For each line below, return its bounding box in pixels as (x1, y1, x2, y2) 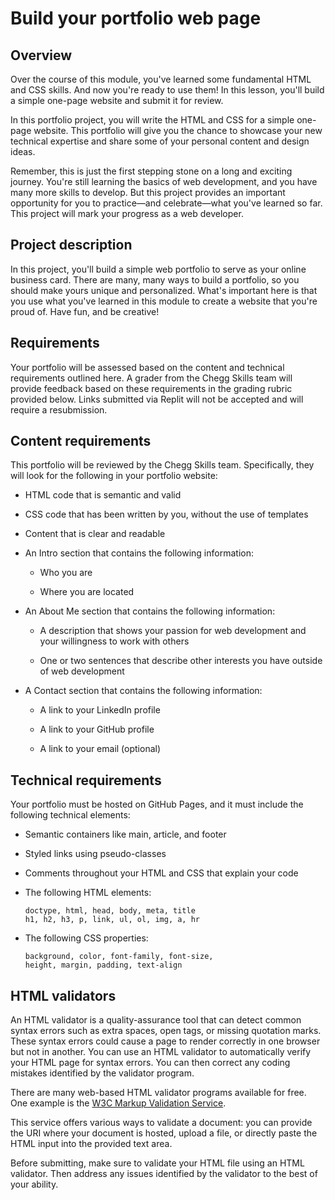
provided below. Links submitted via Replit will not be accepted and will (10, 393, 304, 405)
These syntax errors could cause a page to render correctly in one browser (10, 1035, 321, 1047)
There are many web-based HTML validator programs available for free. (10, 1087, 307, 1099)
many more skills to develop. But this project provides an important (10, 187, 286, 198)
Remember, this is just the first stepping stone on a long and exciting (10, 165, 293, 177)
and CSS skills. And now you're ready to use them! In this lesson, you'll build (10, 84, 325, 96)
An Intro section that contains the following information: (24, 547, 254, 559)
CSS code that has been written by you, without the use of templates (24, 508, 309, 521)
